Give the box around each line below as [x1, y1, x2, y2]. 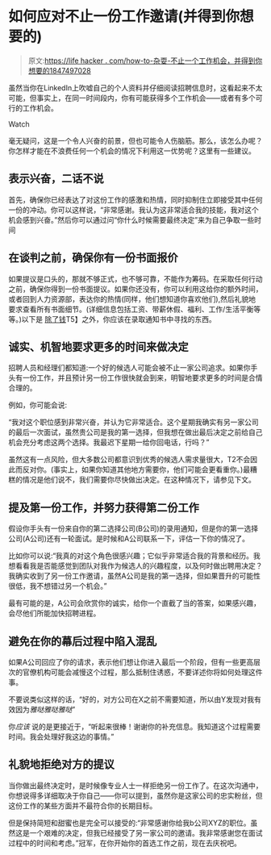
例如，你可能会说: [8, 400, 68, 410]
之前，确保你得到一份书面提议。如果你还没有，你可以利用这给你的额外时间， [8, 284, 263, 294]
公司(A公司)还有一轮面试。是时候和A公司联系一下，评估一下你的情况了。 [8, 534, 250, 544]
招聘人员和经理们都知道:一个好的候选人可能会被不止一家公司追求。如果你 [8, 363, 252, 373]
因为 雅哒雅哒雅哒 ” [15, 705, 76, 714]
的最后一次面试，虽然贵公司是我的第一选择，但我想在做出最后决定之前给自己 [8, 427, 263, 437]
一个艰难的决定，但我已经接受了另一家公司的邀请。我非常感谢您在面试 [29, 828, 263, 837]
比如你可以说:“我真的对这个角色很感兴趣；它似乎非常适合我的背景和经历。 [8, 551, 254, 561]
